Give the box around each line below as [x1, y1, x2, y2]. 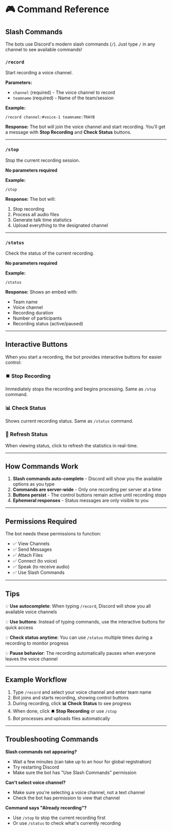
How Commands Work [5, 462, 78, 471]
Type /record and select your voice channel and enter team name [12, 689, 152, 695]
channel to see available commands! [5, 47, 82, 52]
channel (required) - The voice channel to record [12, 90, 115, 96]
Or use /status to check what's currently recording [12, 820, 121, 826]
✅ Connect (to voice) [12, 558, 57, 564]
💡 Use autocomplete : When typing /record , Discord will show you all [5, 603, 151, 609]
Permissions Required [5, 517, 77, 526]
